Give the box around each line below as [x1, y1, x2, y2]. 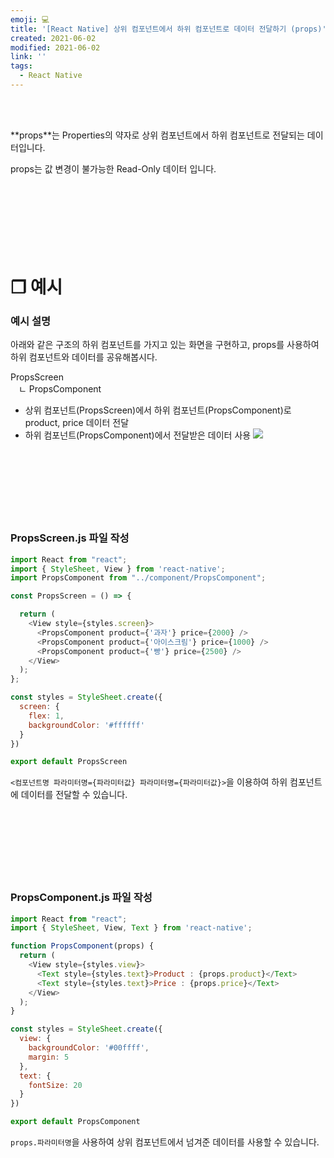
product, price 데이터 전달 [24, 417, 130, 429]
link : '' [10, 52, 47, 62]
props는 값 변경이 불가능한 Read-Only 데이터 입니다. [10, 162, 217, 175]
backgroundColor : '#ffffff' [28, 720, 145, 730]
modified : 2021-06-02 [10, 42, 101, 53]
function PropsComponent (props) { [10, 941, 155, 951]
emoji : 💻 [10, 14, 50, 25]
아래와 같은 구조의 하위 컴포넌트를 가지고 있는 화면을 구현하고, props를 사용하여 [10, 339, 320, 351]
